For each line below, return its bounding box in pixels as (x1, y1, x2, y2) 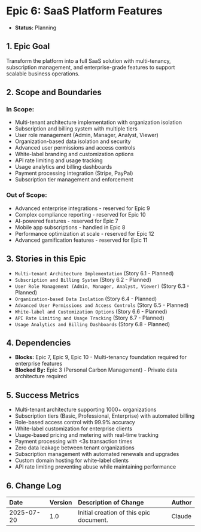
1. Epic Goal (6, 41, 50, 51)
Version (49, 498, 72, 506)
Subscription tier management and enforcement (14, 176, 133, 183)
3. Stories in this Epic (6, 254, 87, 264)
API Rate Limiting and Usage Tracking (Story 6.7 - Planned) (14, 314, 165, 321)
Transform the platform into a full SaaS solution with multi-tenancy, (6, 57, 172, 64)
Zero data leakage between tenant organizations (14, 444, 135, 451)
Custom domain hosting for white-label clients (14, 457, 129, 464)
